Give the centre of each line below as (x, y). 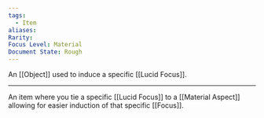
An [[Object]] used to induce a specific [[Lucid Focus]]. (97, 74)
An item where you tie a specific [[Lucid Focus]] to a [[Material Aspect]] (124, 97)
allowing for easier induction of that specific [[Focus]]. (96, 105)
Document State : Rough (45, 52)
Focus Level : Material (45, 45)
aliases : (22, 30)
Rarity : (21, 37)
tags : (17, 15)
